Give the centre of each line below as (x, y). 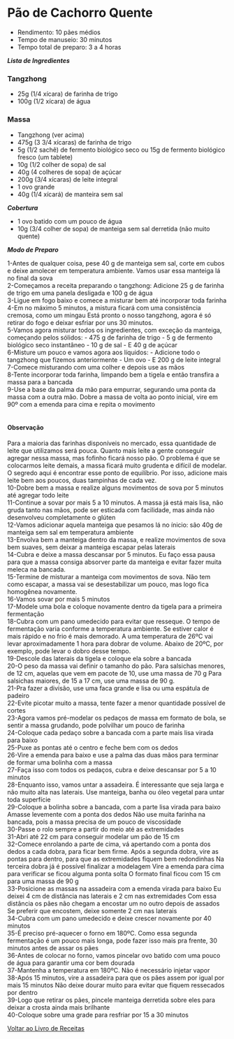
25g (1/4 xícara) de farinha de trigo (67, 94)
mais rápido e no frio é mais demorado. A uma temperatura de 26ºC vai (110, 636)
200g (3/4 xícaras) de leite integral (67, 179)
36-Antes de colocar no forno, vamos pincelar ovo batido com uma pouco (114, 955)
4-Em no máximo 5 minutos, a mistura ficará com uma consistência (104, 307)
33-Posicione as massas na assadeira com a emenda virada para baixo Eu (114, 888)
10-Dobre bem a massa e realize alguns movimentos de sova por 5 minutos (116, 488)
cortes (16, 710)
